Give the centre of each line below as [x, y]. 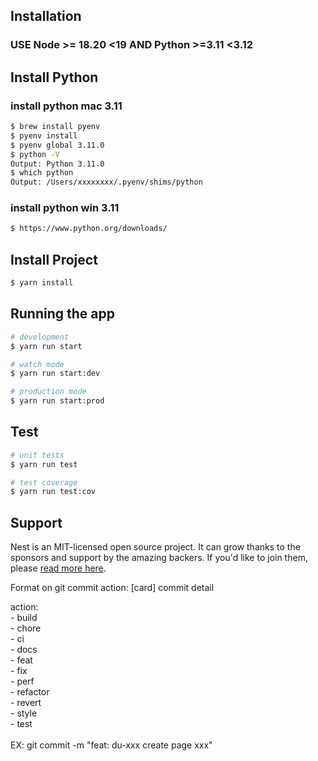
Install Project [54, 259]
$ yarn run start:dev [55, 374]
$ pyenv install [44, 135]
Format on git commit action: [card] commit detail [112, 588]
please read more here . [58, 568]
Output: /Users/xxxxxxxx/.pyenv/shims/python [106, 182]
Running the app [62, 314]
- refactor [30, 692]
